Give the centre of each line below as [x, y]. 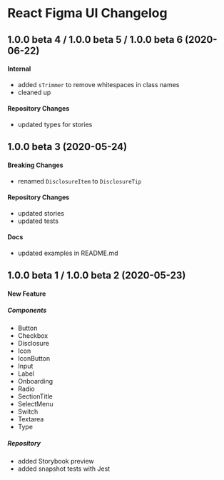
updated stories [41, 213]
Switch [28, 411]
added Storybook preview [56, 461]
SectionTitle [35, 396]
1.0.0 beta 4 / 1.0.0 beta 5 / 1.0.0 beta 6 [95, 40]
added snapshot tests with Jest [64, 469]
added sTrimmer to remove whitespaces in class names [98, 84]
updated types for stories [55, 124]
